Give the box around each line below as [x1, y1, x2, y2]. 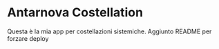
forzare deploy [7, 34, 49, 42]
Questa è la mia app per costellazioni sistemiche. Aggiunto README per [7, 27, 212, 35]
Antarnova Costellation [7, 5, 144, 20]
